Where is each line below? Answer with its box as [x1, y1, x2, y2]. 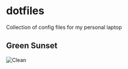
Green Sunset [6, 41, 58, 51]
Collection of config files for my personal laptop [6, 24, 122, 31]
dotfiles [6, 4, 45, 18]
